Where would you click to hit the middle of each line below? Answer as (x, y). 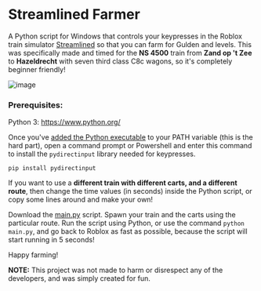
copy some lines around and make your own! (81, 200)
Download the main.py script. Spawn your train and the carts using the (122, 215)
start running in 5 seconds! (52, 240)
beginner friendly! (37, 69)
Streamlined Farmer (74, 15)
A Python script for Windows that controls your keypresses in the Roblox (125, 36)
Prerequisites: (36, 105)
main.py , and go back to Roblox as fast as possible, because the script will (128, 231)
